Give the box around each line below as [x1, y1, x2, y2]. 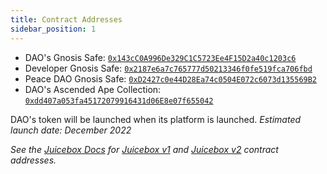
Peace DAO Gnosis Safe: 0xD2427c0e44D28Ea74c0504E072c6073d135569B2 [24, 72, 318, 85]
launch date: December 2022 [10, 124, 132, 136]
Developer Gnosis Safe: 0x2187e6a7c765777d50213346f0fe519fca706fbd [24, 62, 313, 74]
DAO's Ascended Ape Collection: [24, 83, 162, 95]
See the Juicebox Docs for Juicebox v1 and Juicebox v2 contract [10, 143, 279, 155]
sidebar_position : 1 [10, 24, 97, 34]
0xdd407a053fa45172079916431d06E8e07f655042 [24, 96, 214, 106]
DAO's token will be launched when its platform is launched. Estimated [10, 113, 302, 125]
